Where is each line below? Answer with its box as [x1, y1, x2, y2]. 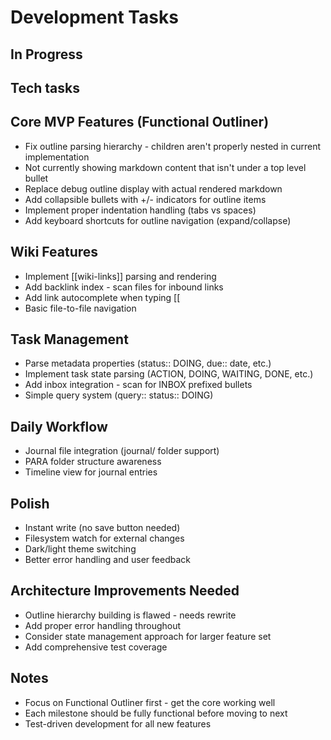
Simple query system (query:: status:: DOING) [24, 389, 214, 401]
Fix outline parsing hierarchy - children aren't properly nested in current [24, 140, 322, 152]
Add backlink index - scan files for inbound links [24, 281, 224, 293]
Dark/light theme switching [24, 543, 137, 555]
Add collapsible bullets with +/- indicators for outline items [24, 193, 267, 205]
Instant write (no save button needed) [24, 522, 181, 534]
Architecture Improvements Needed [10, 582, 240, 600]
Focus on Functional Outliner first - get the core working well [24, 696, 276, 708]
